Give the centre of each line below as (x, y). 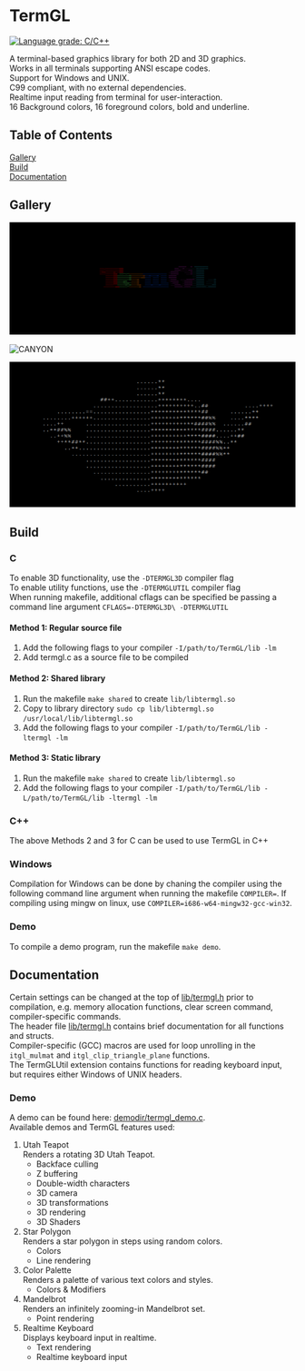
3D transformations (72, 1202)
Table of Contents (61, 136)
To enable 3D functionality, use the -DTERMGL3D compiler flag (122, 578)
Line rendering (64, 1260)
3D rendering (61, 1212)
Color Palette (47, 1270)
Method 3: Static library (55, 758)
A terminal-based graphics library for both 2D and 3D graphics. (128, 58)
